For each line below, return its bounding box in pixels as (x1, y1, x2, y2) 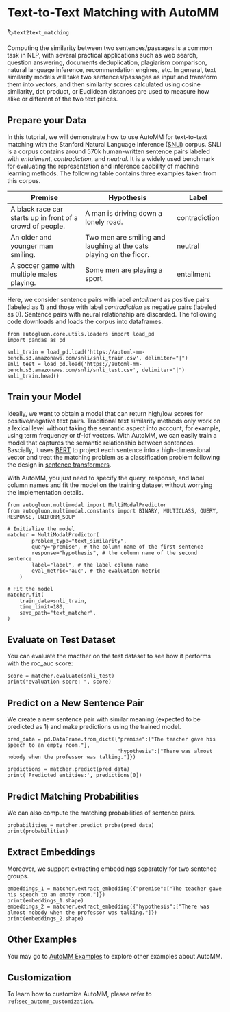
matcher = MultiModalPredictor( (7, 531, 99, 539)
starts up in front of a (10, 212, 79, 222)
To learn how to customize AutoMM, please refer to (7, 990, 152, 998)
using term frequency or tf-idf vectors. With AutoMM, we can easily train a (7, 431, 217, 439)
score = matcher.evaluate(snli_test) (7, 673, 115, 680)
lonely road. (85, 217, 123, 227)
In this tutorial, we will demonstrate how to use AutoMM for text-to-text (7, 132, 207, 141)
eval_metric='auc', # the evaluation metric (31, 567, 161, 574)
